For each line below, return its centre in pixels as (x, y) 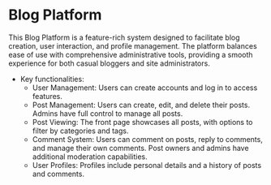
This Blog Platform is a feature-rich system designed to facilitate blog (125, 37)
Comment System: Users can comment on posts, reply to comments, (148, 139)
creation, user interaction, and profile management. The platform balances (133, 45)
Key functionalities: (52, 79)
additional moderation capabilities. (90, 157)
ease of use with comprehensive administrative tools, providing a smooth (131, 54)
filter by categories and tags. (80, 131)
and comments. (58, 174)
